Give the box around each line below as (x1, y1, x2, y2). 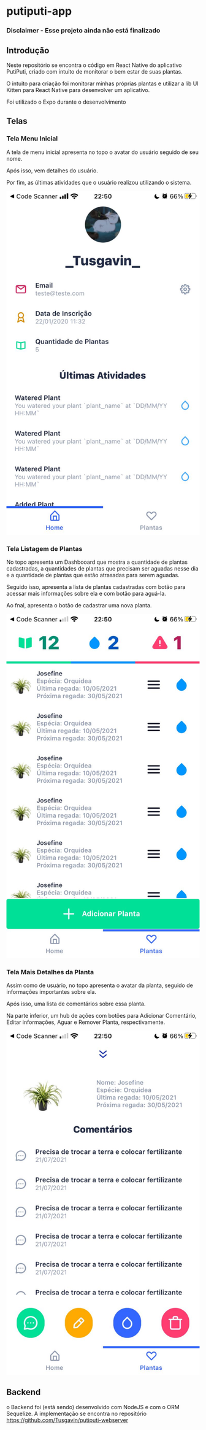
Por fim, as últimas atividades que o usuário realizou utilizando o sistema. (6, 179, 192, 186)
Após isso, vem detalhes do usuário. (6, 167, 98, 174)
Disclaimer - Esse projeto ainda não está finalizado (6, 26, 161, 35)
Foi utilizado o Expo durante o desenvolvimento (6, 98, 126, 106)
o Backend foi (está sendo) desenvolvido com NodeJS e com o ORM (6, 1403, 180, 1410)
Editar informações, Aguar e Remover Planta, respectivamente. (6, 1018, 166, 1026)
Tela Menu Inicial (6, 134, 58, 143)
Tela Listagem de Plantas (6, 545, 83, 553)
